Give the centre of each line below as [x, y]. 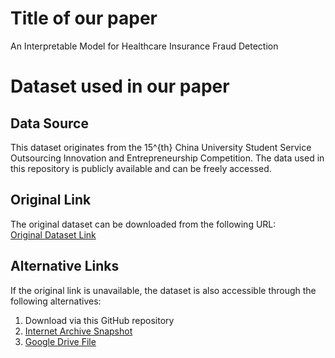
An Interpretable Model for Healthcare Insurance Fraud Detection [144, 46]
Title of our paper [84, 18]
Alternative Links [65, 266]
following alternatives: [56, 301]
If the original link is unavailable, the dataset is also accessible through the [163, 290]
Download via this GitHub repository [99, 320]
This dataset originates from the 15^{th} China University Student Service [161, 147]
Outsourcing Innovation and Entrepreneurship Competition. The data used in [167, 158]
